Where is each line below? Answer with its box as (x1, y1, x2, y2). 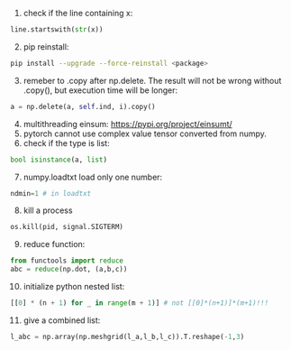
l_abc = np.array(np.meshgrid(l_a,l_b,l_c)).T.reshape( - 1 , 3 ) (10, 332, 245, 341)
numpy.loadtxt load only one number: (23, 171, 163, 182)
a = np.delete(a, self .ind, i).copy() (10, 102, 156, 111)
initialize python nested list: (23, 281, 125, 291)
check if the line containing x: (23, 8, 133, 18)
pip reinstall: (23, 41, 69, 52)
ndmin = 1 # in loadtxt (10, 189, 92, 198)
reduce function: (23, 239, 86, 250)
